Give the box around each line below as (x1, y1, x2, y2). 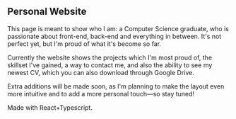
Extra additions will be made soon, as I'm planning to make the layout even (7, 81, 225, 91)
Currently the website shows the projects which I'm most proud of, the (7, 53, 213, 62)
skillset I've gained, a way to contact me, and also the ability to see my (7, 60, 213, 69)
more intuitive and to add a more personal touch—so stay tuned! (7, 89, 195, 98)
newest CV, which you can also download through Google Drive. (7, 68, 194, 76)
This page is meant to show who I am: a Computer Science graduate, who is (7, 24, 230, 33)
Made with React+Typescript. (7, 103, 93, 112)
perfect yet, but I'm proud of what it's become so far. (7, 39, 161, 48)
